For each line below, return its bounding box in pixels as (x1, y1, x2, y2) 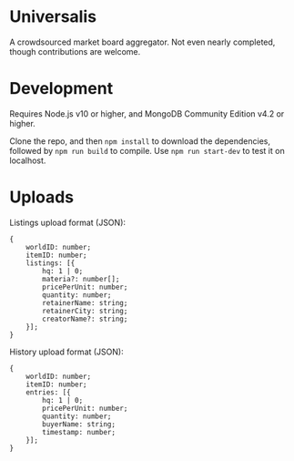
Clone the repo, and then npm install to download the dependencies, (9, 135, 271, 147)
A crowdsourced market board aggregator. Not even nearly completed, (9, 36, 276, 47)
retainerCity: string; (42, 306, 128, 315)
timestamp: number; (42, 427, 117, 436)
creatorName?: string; (42, 314, 128, 323)
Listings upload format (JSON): (9, 217, 126, 228)
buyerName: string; (42, 419, 117, 429)
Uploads (9, 187, 75, 208)
